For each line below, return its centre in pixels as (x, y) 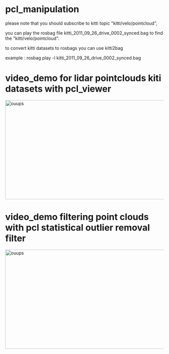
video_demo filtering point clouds (77, 217)
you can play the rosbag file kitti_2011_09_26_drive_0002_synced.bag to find (84, 33)
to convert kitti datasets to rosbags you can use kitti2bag (64, 48)
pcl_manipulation (42, 9)
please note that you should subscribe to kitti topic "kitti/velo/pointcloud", (81, 23)
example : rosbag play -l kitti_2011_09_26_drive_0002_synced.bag (73, 58)
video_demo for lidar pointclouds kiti (83, 78)
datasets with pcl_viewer (58, 89)
